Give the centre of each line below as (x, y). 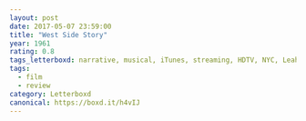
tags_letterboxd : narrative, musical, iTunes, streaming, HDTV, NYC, (144, 60)
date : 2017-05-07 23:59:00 (61, 26)
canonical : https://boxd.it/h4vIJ (75, 102)
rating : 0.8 (32, 52)
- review (34, 86)
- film (30, 77)
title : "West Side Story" (58, 35)
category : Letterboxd (51, 94)
